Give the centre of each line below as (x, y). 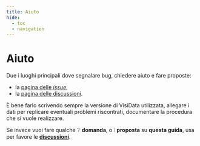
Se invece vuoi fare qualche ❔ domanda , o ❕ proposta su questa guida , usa (101, 130)
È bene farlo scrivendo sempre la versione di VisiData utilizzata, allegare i (98, 105)
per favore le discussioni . (38, 137)
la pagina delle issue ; (41, 87)
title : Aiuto (23, 12)
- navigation (28, 29)
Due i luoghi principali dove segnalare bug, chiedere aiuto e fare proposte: (99, 76)
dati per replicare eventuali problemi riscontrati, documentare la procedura (99, 112)
